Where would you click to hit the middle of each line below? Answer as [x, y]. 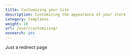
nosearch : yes [20, 33]
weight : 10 [17, 24]
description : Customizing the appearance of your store [65, 14]
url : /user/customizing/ [31, 28]
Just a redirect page [26, 47]
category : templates [27, 19]
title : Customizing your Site [37, 10]
